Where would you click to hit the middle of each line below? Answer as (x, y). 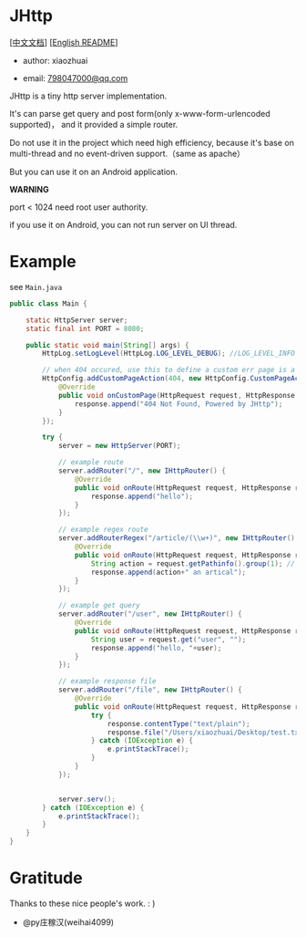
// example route (91, 463)
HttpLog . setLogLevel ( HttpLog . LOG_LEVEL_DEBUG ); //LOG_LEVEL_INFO (169, 354)
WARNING (29, 189)
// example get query (99, 606)
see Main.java (36, 286)
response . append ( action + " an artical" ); (168, 572)
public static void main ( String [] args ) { (107, 345)
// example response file (107, 682)
